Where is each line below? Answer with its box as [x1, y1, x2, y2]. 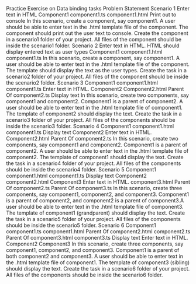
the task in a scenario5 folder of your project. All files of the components [6, 216, 181, 222]
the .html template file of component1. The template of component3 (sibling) [6, 259, 190, 266]
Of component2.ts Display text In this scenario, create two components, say [6, 92, 189, 99]
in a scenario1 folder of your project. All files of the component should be [6, 36, 182, 43]
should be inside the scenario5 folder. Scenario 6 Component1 [6, 222, 156, 229]
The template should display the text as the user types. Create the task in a [6, 67, 187, 73]
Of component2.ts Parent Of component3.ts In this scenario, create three [6, 185, 183, 191]
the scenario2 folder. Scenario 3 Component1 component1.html [6, 79, 158, 86]
